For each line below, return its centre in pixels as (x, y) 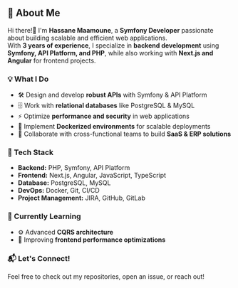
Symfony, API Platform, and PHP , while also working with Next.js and (110, 53)
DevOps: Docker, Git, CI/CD (58, 191)
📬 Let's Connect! (39, 258)
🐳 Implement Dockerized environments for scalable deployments (114, 127)
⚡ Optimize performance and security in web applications (104, 116)
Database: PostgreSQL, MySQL (64, 183)
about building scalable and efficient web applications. (87, 38)
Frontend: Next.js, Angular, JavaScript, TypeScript (92, 176)
